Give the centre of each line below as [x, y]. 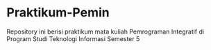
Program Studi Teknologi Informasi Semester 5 [73, 38]
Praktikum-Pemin [58, 13]
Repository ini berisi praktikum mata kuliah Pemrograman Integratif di [105, 32]
